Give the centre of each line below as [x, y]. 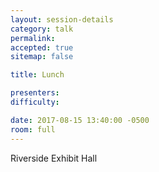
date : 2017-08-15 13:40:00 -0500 [80, 120]
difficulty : [35, 102]
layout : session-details [62, 19]
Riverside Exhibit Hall [54, 158]
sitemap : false [42, 57]
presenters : [35, 93]
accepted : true [42, 47]
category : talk [42, 29]
